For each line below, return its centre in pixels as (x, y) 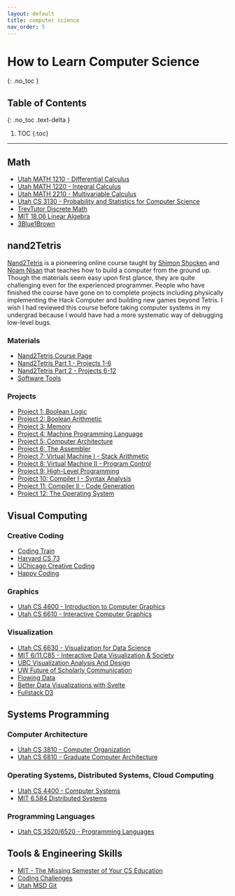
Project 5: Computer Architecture (65, 441)
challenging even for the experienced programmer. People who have (106, 285)
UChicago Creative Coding (56, 566)
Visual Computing (47, 515)
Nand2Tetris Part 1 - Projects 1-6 (64, 363)
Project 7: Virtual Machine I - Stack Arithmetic (83, 456)
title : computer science (43, 20)
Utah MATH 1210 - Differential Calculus (73, 179)
